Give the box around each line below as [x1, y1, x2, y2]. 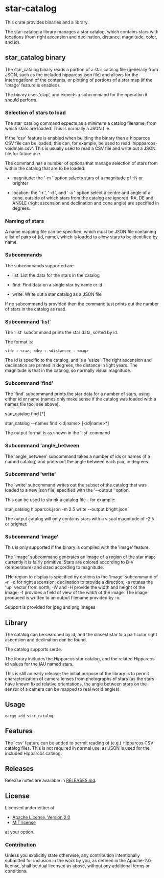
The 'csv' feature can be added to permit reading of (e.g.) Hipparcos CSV [5, 740, 154, 746]
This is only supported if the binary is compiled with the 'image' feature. [5, 544, 150, 550]
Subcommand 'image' [5, 533, 59, 540]
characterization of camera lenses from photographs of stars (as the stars [5, 676, 155, 681]
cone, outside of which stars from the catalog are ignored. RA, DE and [12, 195, 154, 201]
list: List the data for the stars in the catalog [12, 272, 100, 278]
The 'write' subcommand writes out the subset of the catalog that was [5, 482, 147, 488]
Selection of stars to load [5, 109, 66, 116]
